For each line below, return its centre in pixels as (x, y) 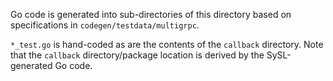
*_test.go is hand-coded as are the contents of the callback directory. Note (167, 44)
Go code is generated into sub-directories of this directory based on (151, 14)
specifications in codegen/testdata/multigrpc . (105, 25)
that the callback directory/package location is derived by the (137, 55)
